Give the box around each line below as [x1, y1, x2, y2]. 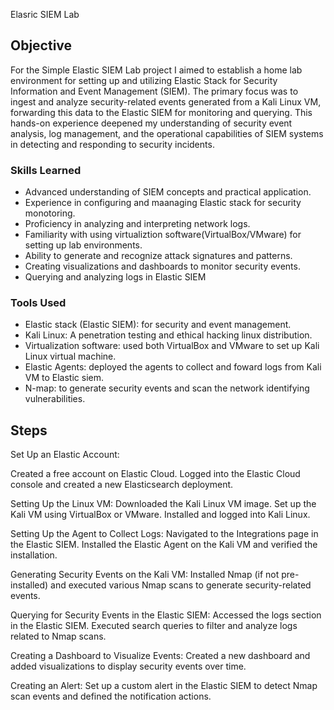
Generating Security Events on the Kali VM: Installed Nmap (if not [10, 569, 280, 581]
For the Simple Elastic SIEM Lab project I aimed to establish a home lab [10, 64, 303, 76]
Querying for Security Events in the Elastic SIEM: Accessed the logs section [10, 609, 322, 621]
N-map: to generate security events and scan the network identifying [24, 382, 310, 394]
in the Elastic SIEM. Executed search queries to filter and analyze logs [10, 620, 298, 632]
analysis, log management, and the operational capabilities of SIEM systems [10, 127, 324, 139]
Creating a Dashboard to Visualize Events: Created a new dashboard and [10, 650, 311, 662]
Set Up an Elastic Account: [10, 449, 120, 461]
